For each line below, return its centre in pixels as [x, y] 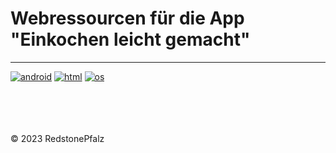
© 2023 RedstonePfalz [57, 138]
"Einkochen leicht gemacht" [130, 39]
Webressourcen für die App [127, 18]
